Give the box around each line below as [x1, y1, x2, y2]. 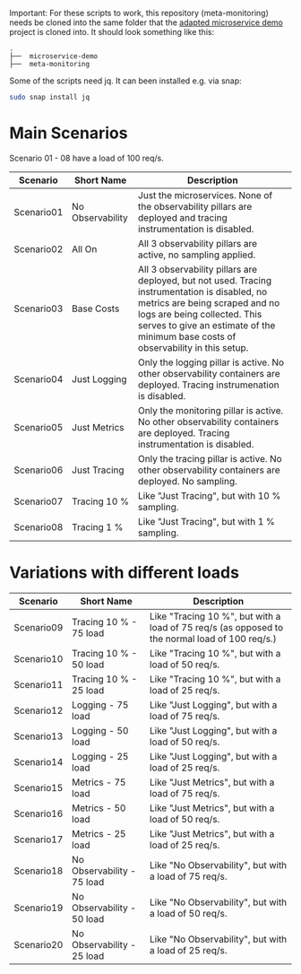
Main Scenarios [9, 123, 128, 143]
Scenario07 [13, 495, 64, 508]
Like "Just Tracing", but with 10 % [137, 489, 281, 501]
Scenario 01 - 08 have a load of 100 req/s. [9, 152, 164, 163]
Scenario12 [13, 704, 64, 717]
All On [71, 242, 98, 255]
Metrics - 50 [71, 802, 126, 814]
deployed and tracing [137, 211, 228, 223]
